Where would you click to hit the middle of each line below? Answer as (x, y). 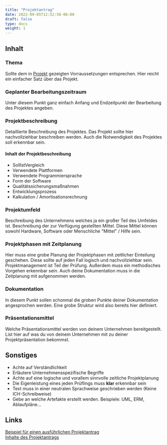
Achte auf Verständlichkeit (40, 367)
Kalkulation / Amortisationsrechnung (50, 197)
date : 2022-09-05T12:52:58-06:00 (40, 14)
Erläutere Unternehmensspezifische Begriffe (58, 373)
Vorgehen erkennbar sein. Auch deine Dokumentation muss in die (73, 271)
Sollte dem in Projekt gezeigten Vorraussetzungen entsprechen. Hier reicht (82, 73)
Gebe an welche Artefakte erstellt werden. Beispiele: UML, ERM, (78, 399)
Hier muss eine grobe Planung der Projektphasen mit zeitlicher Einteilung (80, 255)
